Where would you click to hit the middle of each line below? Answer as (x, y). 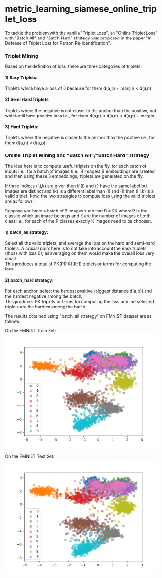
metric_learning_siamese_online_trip (81, 9)
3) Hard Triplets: (22, 127)
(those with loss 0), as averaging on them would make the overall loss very (80, 253)
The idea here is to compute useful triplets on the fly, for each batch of (76, 166)
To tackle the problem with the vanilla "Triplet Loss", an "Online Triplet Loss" (81, 33)
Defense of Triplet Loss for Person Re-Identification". (58, 43)
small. (11, 259)
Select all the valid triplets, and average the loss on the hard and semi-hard (80, 243)
